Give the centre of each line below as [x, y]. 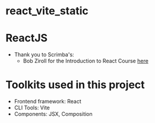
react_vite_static [47, 11]
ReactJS [27, 38]
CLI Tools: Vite [32, 108]
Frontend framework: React [48, 102]
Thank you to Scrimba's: [44, 55]
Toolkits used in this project [75, 85]
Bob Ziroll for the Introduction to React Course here [86, 61]
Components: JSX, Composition [53, 114]
